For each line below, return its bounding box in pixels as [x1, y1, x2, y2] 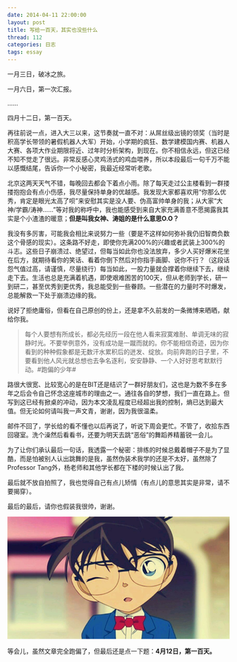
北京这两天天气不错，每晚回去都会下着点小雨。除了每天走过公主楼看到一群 [7, 179, 224, 187]
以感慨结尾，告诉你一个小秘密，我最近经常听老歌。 [7, 164, 156, 172]
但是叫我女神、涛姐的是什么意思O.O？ [69, 214, 180, 223]
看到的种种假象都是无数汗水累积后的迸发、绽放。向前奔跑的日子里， [24, 348, 223, 356]
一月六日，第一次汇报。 [7, 85, 75, 93]
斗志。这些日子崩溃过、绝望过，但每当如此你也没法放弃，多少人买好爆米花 [7, 247, 224, 255]
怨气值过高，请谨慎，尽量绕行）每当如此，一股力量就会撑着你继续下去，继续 [7, 265, 230, 273]
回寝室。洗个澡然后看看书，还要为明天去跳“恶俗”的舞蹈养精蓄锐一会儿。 [7, 431, 217, 439]
